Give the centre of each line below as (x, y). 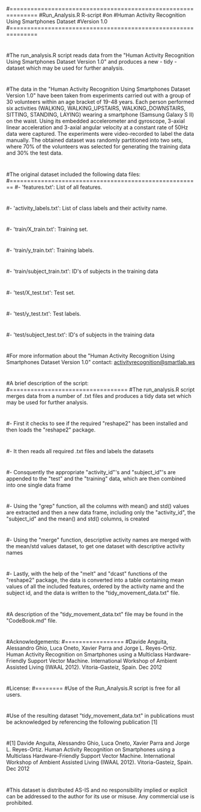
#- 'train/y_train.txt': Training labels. (50, 250)
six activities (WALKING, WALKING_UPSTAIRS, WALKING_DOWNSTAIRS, (96, 108)
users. (14, 694)
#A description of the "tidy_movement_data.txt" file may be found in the (95, 614)
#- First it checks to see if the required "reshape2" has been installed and (97, 424)
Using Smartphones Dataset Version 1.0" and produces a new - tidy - (91, 62)
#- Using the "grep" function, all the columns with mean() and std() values (98, 506)
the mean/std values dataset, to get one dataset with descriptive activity (95, 546)
